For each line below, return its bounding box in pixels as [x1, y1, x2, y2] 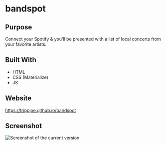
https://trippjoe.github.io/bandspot [5, 107, 76, 113]
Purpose [5, 23, 32, 31]
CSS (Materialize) [12, 74, 49, 80]
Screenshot [5, 122, 42, 130]
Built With [5, 56, 36, 64]
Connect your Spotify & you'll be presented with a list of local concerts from [5, 36, 161, 42]
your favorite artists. [5, 41, 47, 47]
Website [5, 94, 31, 103]
